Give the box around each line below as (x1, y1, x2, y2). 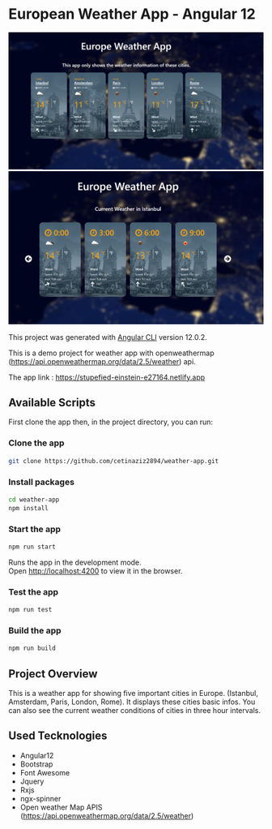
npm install (8, 504, 49, 512)
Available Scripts (8, 396, 96, 410)
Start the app (8, 523, 62, 535)
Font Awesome (19, 767, 70, 777)
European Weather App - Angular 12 (8, 5, 257, 24)
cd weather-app (8, 496, 60, 504)
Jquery (19, 776, 45, 786)
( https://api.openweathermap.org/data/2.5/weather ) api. (8, 356, 196, 366)
